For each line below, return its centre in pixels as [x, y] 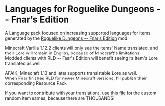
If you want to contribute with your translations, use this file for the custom [81, 93]
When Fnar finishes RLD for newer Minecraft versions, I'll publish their [76, 78]
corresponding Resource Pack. [36, 83]
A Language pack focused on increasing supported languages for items [78, 33]
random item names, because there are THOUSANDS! [60, 98]
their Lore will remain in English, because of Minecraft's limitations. [73, 53]
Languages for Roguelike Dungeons [80, 9]
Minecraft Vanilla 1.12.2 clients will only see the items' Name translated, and [82, 48]
